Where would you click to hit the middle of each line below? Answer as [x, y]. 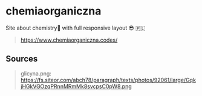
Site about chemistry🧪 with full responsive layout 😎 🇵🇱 [76, 28]
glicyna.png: [36, 73]
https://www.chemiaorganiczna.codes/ [69, 40]
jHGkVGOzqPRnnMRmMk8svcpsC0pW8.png [76, 86]
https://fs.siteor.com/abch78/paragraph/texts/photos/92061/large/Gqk [108, 80]
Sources [22, 59]
